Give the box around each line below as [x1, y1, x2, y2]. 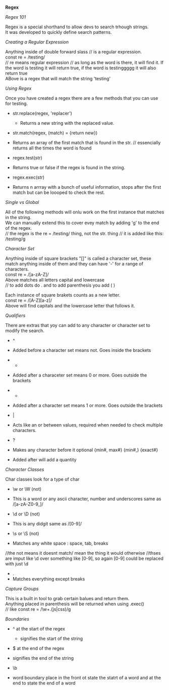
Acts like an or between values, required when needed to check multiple [12, 422, 163, 428]
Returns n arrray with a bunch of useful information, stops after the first [12, 184, 161, 190]
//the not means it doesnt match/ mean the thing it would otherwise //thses [5, 550, 161, 556]
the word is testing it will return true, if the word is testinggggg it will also [5, 65, 156, 71]
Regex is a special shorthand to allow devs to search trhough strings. [5, 24, 149, 30]
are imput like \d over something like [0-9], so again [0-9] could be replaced [5, 555, 164, 561]
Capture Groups [5, 586, 39, 592]
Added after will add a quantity [12, 457, 77, 462]
